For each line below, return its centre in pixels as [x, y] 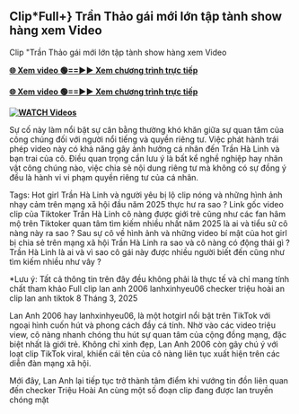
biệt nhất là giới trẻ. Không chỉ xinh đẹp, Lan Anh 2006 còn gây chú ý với [144, 344]
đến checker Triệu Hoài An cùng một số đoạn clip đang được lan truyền [141, 390]
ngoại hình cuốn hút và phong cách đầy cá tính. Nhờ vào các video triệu [143, 325]
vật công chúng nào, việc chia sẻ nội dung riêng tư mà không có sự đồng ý [148, 168]
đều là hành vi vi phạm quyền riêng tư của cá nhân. [104, 177]
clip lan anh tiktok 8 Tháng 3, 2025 [74, 298]
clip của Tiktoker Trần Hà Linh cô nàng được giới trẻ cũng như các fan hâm [147, 214]
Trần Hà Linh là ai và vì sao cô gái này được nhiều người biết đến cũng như [147, 251]
